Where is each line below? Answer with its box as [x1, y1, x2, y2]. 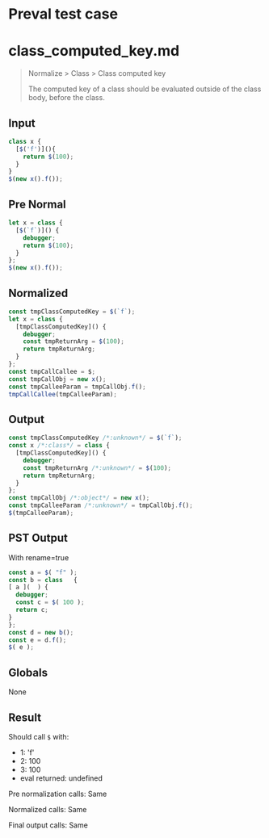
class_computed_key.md [8, 42, 180, 61]
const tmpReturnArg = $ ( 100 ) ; [23, 337, 125, 346]
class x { [8, 137, 42, 145]
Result [8, 710, 42, 724]
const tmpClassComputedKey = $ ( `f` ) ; [8, 308, 136, 316]
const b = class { [8, 576, 78, 584]
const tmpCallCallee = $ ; [8, 367, 95, 375]
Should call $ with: [8, 731, 69, 741]
